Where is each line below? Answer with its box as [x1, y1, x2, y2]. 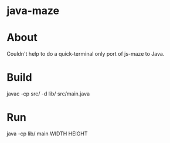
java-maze [6, 4, 60, 18]
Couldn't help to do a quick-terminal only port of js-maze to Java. [6, 50, 165, 57]
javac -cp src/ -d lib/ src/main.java [6, 90, 90, 97]
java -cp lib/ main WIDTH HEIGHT [6, 130, 88, 137]
